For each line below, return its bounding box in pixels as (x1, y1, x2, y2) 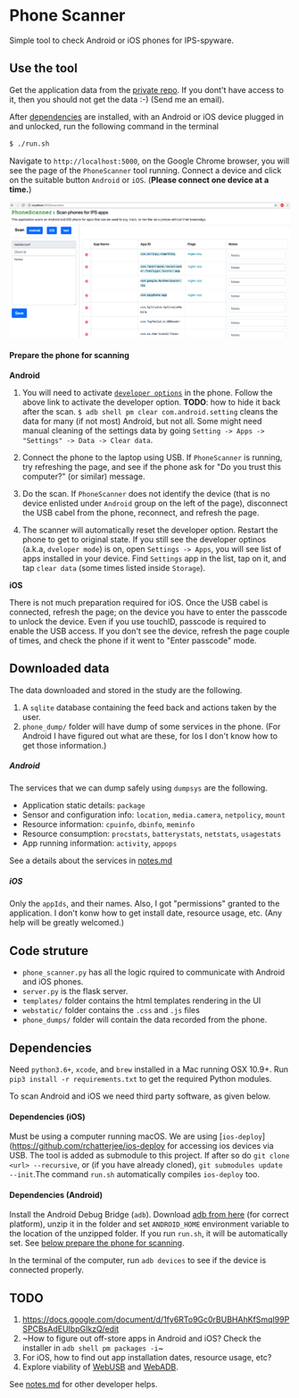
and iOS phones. (21, 976, 84, 987)
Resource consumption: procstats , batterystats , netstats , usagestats (21, 828, 281, 840)
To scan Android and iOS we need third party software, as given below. (9, 1091, 270, 1101)
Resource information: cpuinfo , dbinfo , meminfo (21, 819, 195, 830)
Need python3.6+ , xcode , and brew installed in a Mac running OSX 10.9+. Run (9, 1064, 288, 1075)
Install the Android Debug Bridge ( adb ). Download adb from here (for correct (9, 1210, 289, 1220)
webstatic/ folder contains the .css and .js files (21, 1005, 201, 1016)
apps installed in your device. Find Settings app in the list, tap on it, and (21, 553, 287, 564)
